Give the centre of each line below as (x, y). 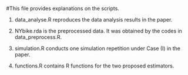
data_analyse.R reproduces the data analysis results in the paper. (93, 19)
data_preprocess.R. (38, 37)
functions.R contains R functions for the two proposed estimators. (94, 66)
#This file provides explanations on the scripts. (63, 8)
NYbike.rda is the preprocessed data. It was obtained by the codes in (98, 31)
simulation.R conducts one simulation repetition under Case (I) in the (98, 48)
